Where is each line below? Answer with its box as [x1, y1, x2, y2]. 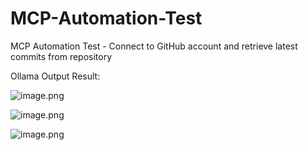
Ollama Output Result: [10, 70, 101, 82]
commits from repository [10, 50, 113, 62]
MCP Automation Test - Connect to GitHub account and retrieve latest [10, 40, 298, 52]
